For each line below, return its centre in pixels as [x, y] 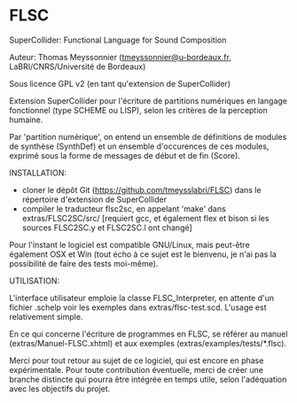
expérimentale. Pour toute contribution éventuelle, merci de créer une [137, 369]
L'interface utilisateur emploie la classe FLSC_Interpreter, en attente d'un [142, 298]
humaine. [26, 120]
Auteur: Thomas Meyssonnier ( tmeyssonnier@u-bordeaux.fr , [121, 57]
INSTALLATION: [38, 173]
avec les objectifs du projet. [60, 388]
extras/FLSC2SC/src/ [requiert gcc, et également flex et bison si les [145, 218]
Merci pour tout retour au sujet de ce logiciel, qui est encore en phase [137, 360]
